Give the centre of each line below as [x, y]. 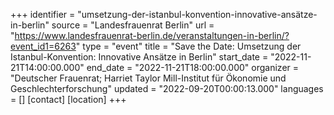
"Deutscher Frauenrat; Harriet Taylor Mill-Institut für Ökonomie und [148, 78]
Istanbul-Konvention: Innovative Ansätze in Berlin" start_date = [139, 57]
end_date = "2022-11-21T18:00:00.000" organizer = [193, 67]
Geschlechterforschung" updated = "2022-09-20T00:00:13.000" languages [167, 88]
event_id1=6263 [43, 46]
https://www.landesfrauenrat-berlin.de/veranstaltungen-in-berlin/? [152, 35]
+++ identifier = [43, 14]
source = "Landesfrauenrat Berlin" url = [133, 25]
